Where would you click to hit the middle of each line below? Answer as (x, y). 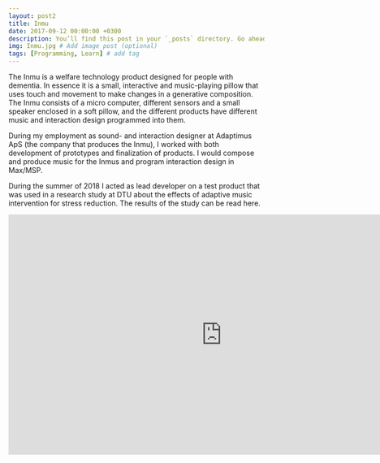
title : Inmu (28, 24)
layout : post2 (32, 16)
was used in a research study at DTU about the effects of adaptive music (130, 195)
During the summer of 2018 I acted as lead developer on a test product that (134, 186)
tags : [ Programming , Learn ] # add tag (74, 54)
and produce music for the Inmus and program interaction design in (121, 162)
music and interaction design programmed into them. (97, 120)
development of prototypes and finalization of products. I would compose (132, 153)
